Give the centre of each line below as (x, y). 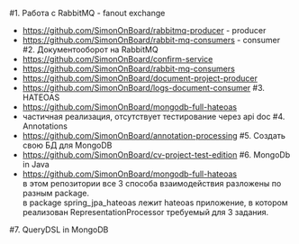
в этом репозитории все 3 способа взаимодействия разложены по (152, 183)
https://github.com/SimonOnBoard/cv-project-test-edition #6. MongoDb (156, 155)
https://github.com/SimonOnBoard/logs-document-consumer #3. (144, 88)
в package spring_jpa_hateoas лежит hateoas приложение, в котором (155, 203)
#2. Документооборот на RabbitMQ (91, 50)
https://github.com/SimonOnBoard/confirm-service (118, 59)
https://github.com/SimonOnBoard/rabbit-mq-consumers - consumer (151, 40)
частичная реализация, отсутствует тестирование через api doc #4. (154, 117)
